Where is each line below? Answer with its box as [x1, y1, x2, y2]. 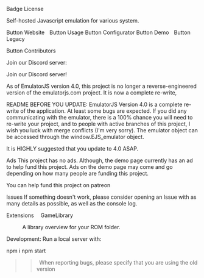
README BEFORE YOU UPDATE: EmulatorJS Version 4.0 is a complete [6, 101, 183, 108]
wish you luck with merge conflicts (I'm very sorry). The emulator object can [6, 127, 198, 134]
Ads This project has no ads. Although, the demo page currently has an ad [6, 157, 193, 164]
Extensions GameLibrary [6, 212, 74, 219]
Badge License [6, 5, 44, 12]
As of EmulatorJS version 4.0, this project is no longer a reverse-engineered [6, 82, 197, 90]
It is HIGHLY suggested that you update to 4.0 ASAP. [6, 145, 139, 152]
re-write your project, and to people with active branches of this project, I [6, 120, 191, 127]
